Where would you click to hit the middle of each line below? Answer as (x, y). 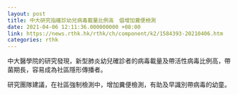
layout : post (27, 14)
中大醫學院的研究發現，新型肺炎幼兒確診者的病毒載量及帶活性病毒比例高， (116, 61)
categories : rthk (33, 40)
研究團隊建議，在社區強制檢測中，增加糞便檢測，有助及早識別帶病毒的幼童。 (119, 84)
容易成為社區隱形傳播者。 (69, 70)
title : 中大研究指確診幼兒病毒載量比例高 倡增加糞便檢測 (82, 20)
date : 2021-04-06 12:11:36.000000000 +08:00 (74, 27)
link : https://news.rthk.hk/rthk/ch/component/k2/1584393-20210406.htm (115, 33)
